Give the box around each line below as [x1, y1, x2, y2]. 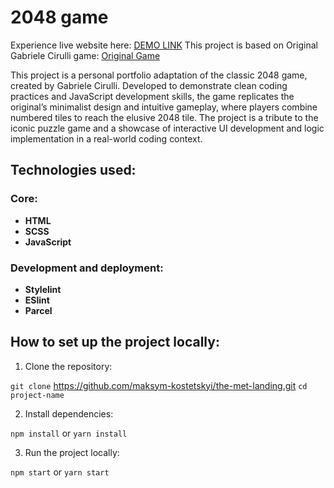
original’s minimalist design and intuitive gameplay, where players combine [10, 101, 318, 113]
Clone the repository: [24, 360, 113, 372]
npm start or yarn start [10, 466, 110, 478]
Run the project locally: [24, 446, 120, 458]
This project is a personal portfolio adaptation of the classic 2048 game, [10, 69, 308, 81]
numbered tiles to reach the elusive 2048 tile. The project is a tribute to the [10, 111, 319, 123]
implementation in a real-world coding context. [10, 132, 203, 145]
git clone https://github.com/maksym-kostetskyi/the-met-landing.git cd [10, 379, 308, 391]
